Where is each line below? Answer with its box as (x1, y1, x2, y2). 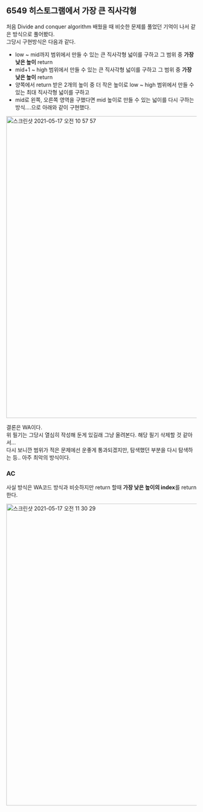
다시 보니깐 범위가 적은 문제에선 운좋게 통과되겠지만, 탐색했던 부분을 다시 (6, 446, 177, 453)
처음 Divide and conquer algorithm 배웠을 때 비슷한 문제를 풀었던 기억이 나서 (6, 23, 190, 30)
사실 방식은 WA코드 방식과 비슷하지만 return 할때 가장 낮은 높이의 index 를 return (6, 484, 197, 491)
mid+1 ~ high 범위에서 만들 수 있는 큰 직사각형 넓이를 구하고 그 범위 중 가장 (14, 66, 192, 73)
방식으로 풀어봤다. (12, 30, 55, 37)
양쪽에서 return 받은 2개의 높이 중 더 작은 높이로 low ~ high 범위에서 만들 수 (14, 81, 195, 88)
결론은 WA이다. (6, 423, 43, 430)
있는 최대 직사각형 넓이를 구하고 (14, 88, 89, 95)
